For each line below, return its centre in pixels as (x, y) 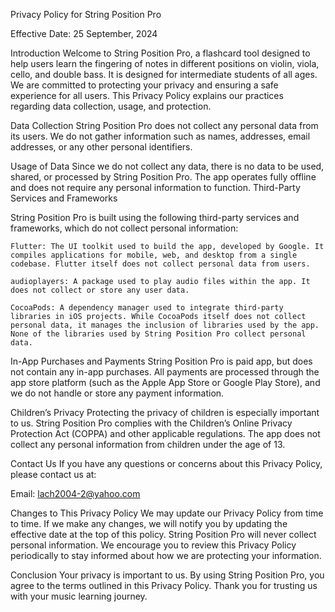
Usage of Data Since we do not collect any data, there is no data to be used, (167, 166)
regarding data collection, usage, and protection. (111, 106)
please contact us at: (53, 474)
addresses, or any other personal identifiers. (101, 147)
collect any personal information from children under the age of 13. (148, 444)
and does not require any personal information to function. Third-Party (155, 187)
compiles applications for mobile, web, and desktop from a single (154, 255)
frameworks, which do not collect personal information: (124, 228)
